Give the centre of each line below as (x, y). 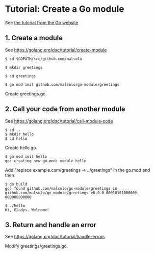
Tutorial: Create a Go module (65, 9)
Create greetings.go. (26, 94)
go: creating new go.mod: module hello (46, 161)
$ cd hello (16, 138)
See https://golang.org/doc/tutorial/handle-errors (55, 237)
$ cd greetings (21, 76)
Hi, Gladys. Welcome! (27, 210)
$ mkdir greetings (24, 67)
